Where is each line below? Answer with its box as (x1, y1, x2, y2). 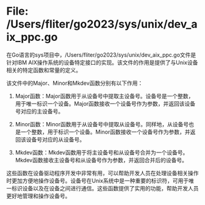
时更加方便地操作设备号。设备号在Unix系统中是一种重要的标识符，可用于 (6, 177, 189, 184)
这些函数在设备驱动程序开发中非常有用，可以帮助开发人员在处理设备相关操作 (6, 169, 199, 176)
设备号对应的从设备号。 (26, 135, 85, 143)
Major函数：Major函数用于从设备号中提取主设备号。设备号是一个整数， (15, 92, 194, 99)
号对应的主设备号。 (15, 107, 64, 115)
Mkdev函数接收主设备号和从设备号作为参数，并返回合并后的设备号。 (15, 156, 188, 164)
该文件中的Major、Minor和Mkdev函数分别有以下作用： (6, 79, 143, 87)
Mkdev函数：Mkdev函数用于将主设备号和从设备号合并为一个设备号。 (15, 148, 189, 156)
